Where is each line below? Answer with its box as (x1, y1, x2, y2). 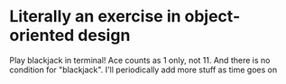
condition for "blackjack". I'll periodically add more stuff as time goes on (9, 64, 278, 75)
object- (184, 6, 241, 27)
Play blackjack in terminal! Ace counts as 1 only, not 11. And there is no (9, 55, 271, 65)
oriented (9, 25, 75, 46)
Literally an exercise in (9, 6, 181, 27)
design (78, 25, 131, 46)
